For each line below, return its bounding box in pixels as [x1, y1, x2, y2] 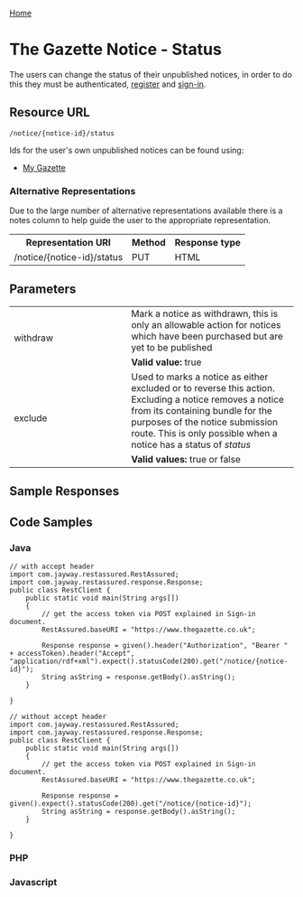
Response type [174, 237, 242, 249]
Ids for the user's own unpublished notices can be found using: [9, 145, 244, 155]
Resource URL [9, 105, 90, 120]
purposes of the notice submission [131, 416, 278, 428]
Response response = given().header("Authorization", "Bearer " [41, 640, 289, 649]
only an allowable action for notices [131, 318, 281, 331]
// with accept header [9, 562, 95, 571]
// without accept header [9, 712, 106, 721]
